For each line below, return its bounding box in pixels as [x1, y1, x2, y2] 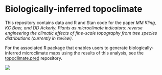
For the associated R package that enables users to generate [5, 45, 128, 50]
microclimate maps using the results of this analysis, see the [22, 50, 144, 56]
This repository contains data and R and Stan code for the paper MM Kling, [5, 20, 157, 25]
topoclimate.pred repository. [5, 55, 63, 61]
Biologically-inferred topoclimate [5, 3, 143, 15]
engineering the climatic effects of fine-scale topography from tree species [5, 30, 158, 36]
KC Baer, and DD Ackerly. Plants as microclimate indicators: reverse [5, 25, 143, 30]
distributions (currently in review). [5, 35, 73, 41]
